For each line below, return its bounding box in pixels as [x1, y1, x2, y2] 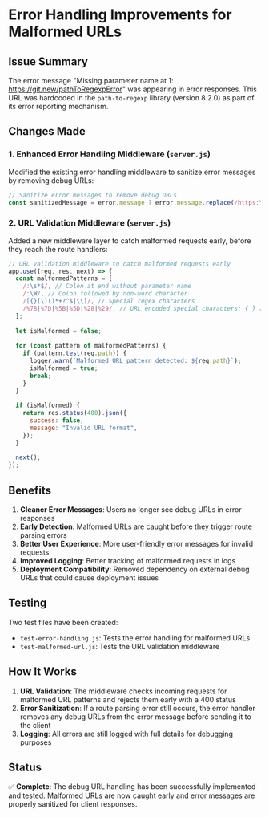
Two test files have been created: [8, 617, 118, 627]
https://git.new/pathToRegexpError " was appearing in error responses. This [8, 84, 258, 94]
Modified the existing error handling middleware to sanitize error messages [8, 167, 256, 177]
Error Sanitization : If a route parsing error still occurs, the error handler [19, 703, 256, 713]
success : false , [29, 417, 84, 425]
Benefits [8, 483, 52, 497]
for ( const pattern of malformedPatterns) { [15, 342, 167, 350]
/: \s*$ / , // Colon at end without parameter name [22, 282, 192, 291]
